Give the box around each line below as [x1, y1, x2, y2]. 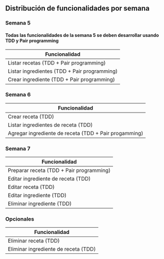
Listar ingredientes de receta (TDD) [8, 121, 93, 128]
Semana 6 [5, 91, 31, 98]
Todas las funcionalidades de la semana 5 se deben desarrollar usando [5, 32, 159, 38]
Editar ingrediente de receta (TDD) [8, 175, 91, 182]
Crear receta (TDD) [8, 113, 55, 120]
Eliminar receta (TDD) [8, 238, 60, 245]
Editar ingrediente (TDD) [8, 192, 67, 199]
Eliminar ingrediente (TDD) [8, 200, 72, 207]
